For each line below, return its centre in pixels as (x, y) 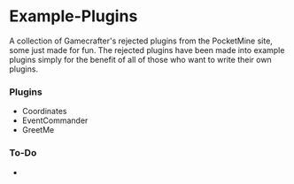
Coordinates (44, 111)
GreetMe (38, 130)
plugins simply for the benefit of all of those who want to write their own (140, 59)
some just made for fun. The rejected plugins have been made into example (147, 50)
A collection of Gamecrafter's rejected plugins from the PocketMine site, (141, 41)
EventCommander (55, 120)
